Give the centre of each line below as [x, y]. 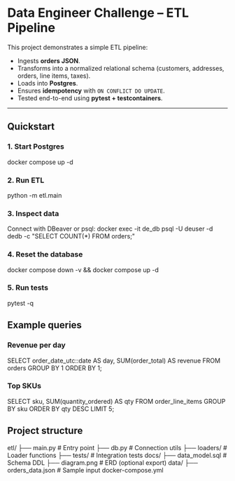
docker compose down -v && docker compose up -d [83, 270]
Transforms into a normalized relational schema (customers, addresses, [121, 68]
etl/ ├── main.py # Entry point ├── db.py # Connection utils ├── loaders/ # [117, 447]
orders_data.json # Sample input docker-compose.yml [85, 470]
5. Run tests [28, 287]
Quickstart [31, 127]
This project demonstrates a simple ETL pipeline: [78, 47]
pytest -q [20, 303]
